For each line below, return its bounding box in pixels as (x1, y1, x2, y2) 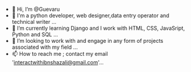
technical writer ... (11, 18, 57, 25)
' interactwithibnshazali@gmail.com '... (11, 59, 104, 65)
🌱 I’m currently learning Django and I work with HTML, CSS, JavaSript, (11, 24, 185, 32)
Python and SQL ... (11, 31, 58, 38)
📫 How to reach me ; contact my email (11, 51, 109, 57)
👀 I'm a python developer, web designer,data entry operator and (11, 12, 170, 19)
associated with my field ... (11, 43, 78, 51)
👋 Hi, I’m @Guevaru (11, 6, 60, 12)
